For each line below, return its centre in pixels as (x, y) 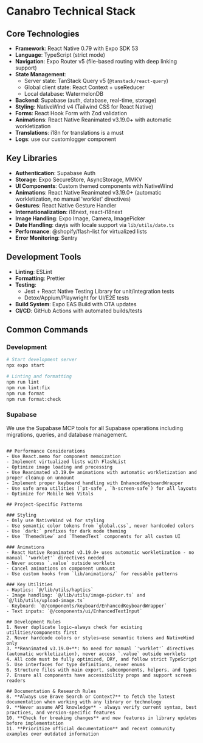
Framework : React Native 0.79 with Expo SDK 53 (77, 48)
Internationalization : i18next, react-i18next (69, 212)
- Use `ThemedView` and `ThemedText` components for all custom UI (94, 536)
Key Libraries (32, 158)
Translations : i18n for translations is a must (69, 133)
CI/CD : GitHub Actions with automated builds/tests (79, 310)
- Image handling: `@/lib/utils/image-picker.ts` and (76, 595)
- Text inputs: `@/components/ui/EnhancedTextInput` (74, 611)
